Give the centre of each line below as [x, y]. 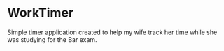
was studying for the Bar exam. [52, 39]
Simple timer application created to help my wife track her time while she [112, 32]
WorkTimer [41, 13]
